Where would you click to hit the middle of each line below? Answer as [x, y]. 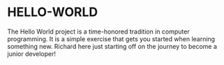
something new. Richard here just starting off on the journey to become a [112, 46]
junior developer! [31, 54]
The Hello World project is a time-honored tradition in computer [98, 31]
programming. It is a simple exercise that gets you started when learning [111, 38]
